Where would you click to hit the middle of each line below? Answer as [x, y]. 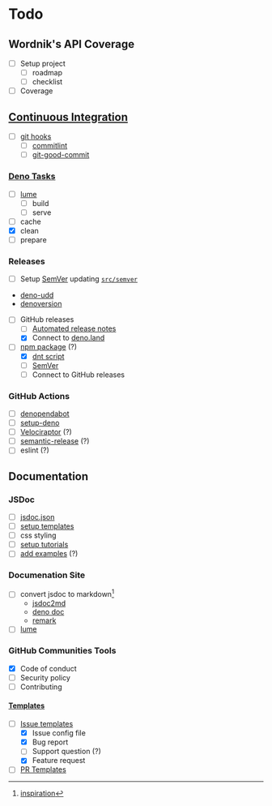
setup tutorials [44, 545]
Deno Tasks [32, 177]
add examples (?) [49, 554]
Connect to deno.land [68, 338]
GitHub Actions [39, 396]
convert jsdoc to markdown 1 [67, 594]
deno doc [48, 612]
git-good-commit [61, 155]
